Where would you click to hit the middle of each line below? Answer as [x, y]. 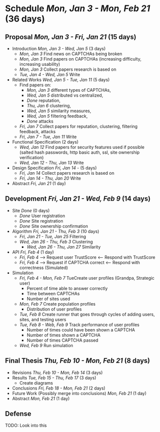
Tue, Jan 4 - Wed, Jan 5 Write [50, 74]
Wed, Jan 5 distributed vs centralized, [65, 95]
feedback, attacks [38, 132]
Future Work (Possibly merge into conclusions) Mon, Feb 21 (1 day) [79, 393]
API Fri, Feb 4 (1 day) [33, 252]
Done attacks [40, 121]
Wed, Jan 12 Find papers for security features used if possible [82, 147]
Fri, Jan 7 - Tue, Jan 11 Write [48, 137]
